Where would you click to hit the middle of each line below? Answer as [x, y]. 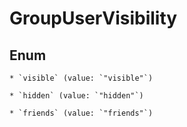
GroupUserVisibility [93, 18]
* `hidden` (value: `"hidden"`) [76, 96]
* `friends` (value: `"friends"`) [81, 113]
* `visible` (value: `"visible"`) [81, 78]
